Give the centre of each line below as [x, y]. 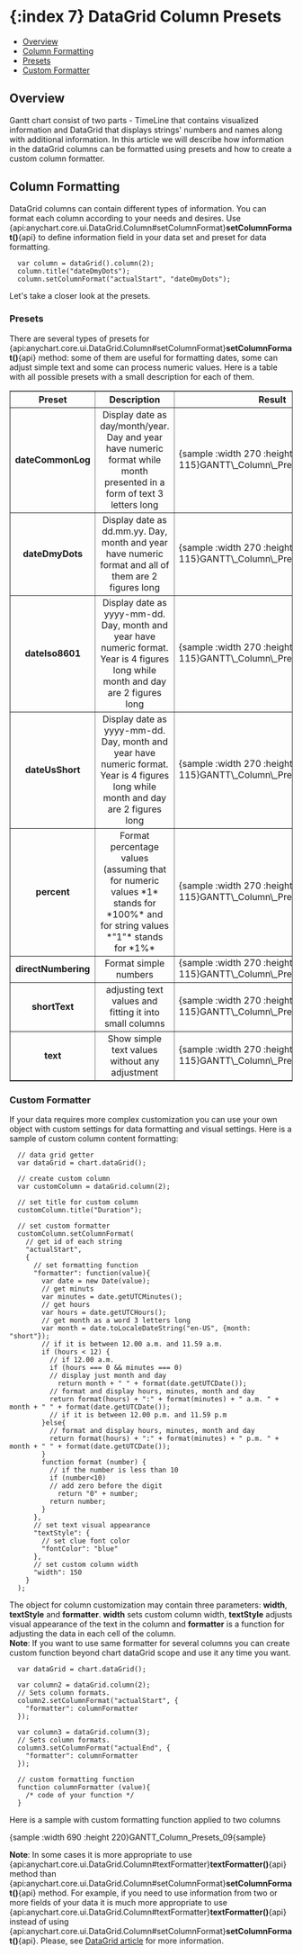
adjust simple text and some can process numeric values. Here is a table [144, 367]
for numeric [135, 880]
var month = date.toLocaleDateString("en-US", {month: [147, 1329]
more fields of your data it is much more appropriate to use [118, 1903]
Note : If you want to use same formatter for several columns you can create [150, 1644]
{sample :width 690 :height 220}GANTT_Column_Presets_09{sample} [138, 1837]
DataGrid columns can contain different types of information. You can [138, 208]
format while [135, 459]
